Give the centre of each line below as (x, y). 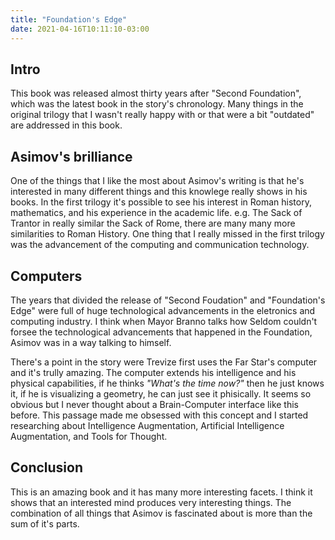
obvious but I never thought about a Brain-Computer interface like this (154, 404)
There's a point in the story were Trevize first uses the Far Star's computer (164, 362)
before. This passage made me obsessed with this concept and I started (159, 415)
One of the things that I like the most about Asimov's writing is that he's (157, 181)
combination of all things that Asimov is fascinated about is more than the (161, 513)
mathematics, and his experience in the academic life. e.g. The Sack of (156, 213)
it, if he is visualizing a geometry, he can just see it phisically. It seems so (161, 393)
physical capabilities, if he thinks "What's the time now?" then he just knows (167, 383)
